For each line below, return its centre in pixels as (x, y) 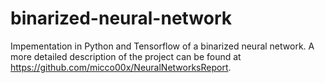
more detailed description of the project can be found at (126, 56)
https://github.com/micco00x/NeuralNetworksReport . (121, 67)
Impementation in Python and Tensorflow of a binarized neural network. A (162, 46)
